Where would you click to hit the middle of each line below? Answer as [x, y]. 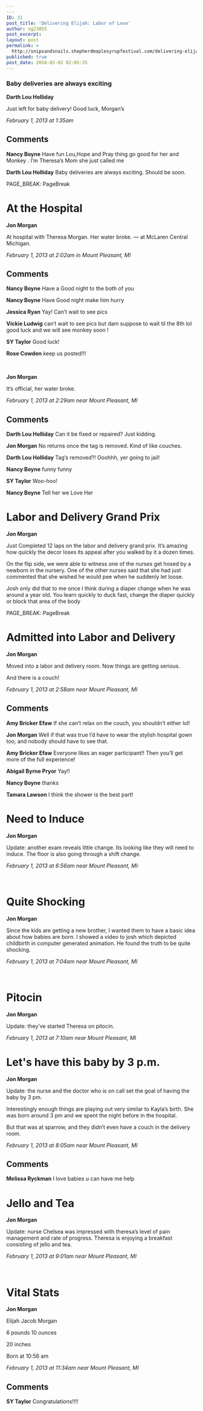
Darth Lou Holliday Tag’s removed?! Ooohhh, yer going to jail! [83, 458]
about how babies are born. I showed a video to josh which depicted [92, 936]
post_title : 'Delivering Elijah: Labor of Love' [69, 23]
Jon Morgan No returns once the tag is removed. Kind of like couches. [94, 446]
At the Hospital [44, 208]
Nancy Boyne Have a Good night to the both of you [70, 289]
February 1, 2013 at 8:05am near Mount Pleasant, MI [72, 1145]
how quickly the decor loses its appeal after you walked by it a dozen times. [101, 552]
